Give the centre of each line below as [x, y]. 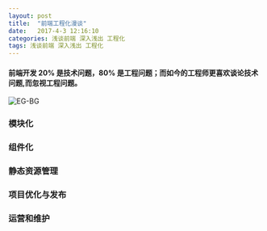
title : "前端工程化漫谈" [48, 23]
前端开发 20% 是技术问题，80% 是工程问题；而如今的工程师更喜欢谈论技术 [133, 73]
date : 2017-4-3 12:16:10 [54, 31]
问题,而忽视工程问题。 [45, 82]
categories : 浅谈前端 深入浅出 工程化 [67, 38]
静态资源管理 [33, 171]
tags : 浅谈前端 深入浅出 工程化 [56, 46]
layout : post [30, 16]
